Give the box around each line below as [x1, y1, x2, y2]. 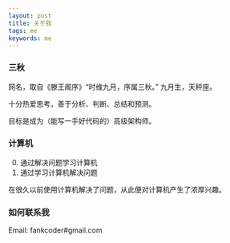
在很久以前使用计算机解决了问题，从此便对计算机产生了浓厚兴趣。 [8, 184, 226, 194]
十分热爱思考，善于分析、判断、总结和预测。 [8, 99, 156, 108]
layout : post [8, 11, 52, 20]
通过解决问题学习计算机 [19, 157, 98, 167]
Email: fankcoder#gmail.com [8, 225, 103, 235]
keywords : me [8, 34, 52, 43]
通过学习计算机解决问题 [19, 168, 98, 177]
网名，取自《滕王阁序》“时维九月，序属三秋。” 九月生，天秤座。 [8, 82, 217, 91]
